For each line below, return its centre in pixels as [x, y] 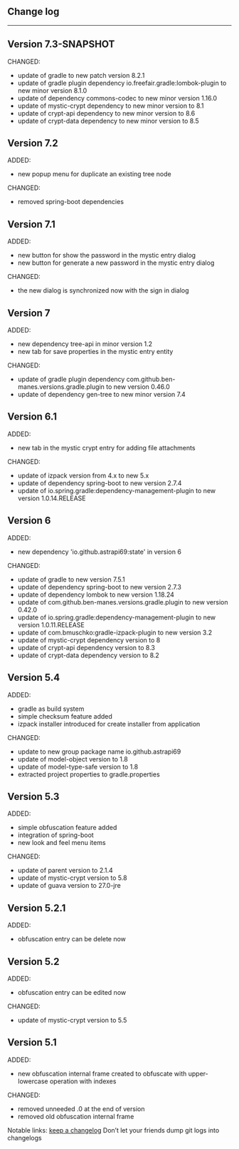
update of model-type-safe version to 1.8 [78, 766]
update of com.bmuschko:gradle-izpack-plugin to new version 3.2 [115, 632]
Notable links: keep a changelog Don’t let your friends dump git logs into [113, 1130]
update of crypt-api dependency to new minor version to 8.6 [106, 113]
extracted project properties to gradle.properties [89, 774]
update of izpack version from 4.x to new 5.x [83, 475]
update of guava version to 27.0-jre [69, 886]
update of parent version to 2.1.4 [65, 871]
